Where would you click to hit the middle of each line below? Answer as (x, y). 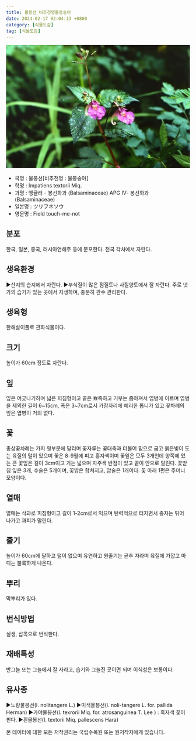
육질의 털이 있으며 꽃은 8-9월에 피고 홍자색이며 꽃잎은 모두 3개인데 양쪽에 (96, 455)
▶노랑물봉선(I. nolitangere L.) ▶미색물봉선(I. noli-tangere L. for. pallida (90, 705)
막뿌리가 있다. (22, 599)
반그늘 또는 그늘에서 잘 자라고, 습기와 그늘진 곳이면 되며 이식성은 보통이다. (90, 669)
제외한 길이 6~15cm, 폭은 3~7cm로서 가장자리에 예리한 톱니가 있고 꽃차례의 (98, 405)
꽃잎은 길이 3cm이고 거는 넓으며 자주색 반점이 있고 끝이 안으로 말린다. (97, 463)
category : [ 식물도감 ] (30, 25)
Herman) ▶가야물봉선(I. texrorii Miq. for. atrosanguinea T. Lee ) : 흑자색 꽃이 (96, 712)
